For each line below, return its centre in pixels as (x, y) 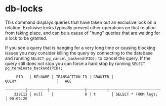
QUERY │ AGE (38, 81)
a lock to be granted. (26, 38)
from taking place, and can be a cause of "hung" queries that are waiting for (83, 33)
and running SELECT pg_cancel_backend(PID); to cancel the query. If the (78, 58)
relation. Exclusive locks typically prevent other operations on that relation (80, 27)
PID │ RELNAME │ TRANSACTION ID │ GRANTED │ (65, 77)
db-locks (24, 9)
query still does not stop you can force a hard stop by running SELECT (75, 63)
